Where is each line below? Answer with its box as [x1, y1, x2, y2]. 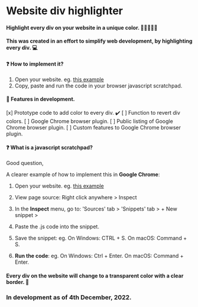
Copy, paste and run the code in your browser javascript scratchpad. [14, 82, 183, 89]
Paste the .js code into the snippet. [14, 223, 99, 230]
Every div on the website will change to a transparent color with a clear [6, 272, 184, 279]
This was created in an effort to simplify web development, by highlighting [6, 37, 193, 45]
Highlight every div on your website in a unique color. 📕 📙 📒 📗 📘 [6, 24, 158, 31]
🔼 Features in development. [6, 96, 75, 103]
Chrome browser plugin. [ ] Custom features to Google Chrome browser [6, 124, 181, 131]
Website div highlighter [6, 4, 123, 18]
